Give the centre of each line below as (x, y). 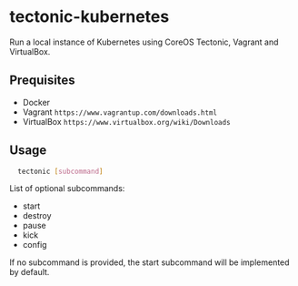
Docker (36, 102)
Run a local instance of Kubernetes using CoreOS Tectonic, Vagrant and (144, 42)
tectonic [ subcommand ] (60, 171)
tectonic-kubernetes (89, 17)
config (35, 245)
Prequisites (42, 81)
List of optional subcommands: (67, 189)
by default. (30, 272)
